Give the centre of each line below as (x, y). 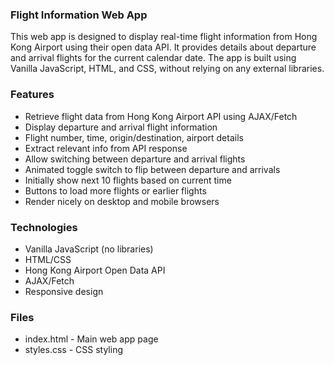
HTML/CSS (48, 259)
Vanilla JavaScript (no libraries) (89, 249)
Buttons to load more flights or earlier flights (115, 190)
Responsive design (64, 291)
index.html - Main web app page (91, 339)
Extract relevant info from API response (106, 148)
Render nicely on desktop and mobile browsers (122, 201)
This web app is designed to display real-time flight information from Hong (164, 37)
